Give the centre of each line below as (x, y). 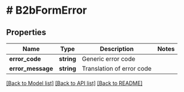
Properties (26, 32)
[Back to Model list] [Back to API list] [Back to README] (74, 83)
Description (117, 49)
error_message (31, 69)
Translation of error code (117, 69)
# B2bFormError (47, 10)
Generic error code (109, 59)
